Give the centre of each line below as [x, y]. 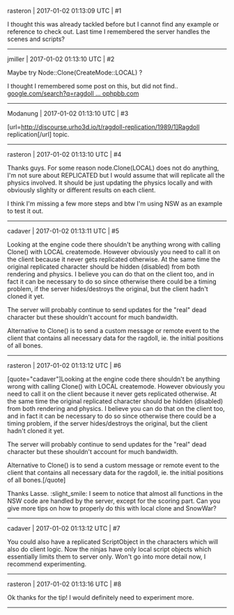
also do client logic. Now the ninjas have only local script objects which [109, 549]
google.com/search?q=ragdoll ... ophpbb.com [73, 93]
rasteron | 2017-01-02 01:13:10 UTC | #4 [64, 154]
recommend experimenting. [47, 564]
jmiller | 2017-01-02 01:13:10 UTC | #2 [61, 59]
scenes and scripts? [36, 39]
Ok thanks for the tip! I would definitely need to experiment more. [101, 598]
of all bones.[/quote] [37, 480]
